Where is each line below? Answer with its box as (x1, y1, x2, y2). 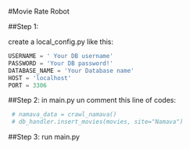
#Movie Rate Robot (8, 7, 70, 16)
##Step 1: (8, 22, 39, 31)
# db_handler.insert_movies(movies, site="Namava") (11, 118, 184, 126)
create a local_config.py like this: (8, 37, 113, 46)
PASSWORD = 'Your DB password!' (8, 59, 113, 67)
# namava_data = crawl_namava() (11, 111, 117, 118)
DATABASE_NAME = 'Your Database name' (8, 67, 134, 74)
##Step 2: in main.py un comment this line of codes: (8, 96, 177, 105)
